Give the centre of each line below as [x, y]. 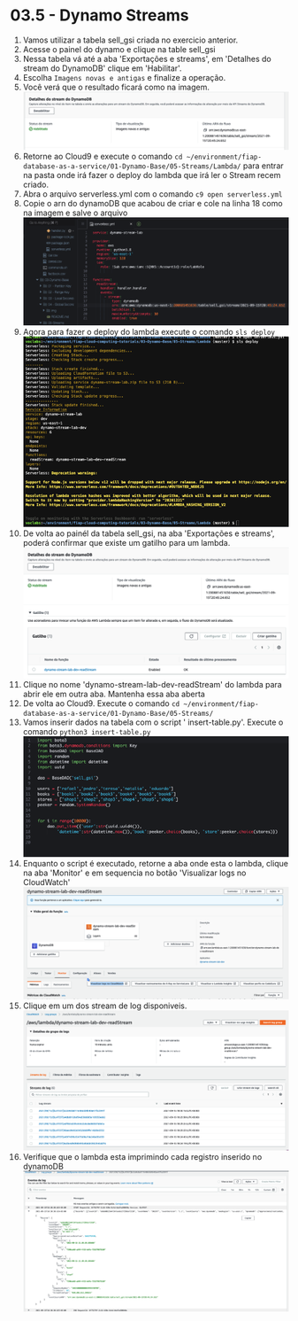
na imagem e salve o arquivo [75, 213]
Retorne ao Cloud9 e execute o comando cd [103, 157]
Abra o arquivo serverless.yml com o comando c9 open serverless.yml [153, 194]
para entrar [263, 166]
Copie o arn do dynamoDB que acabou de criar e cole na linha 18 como [153, 204]
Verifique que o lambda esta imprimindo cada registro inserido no [142, 1157]
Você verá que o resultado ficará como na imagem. [116, 87]
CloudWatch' [46, 882]
